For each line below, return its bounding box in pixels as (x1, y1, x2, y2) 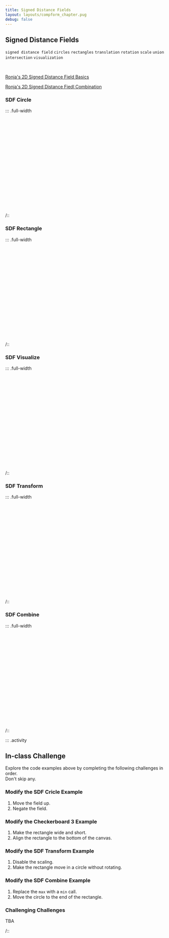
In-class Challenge (5, 752, 66, 761)
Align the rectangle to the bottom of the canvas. (12, 835, 112, 841)
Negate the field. (12, 805, 48, 812)
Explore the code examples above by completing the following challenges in (5, 765, 163, 771)
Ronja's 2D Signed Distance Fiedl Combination (5, 84, 102, 90)
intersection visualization (5, 55, 63, 61)
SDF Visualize (5, 353, 40, 361)
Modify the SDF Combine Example (5, 877, 91, 884)
